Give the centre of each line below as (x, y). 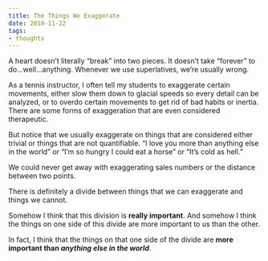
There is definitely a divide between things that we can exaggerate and (126, 192)
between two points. (42, 176)
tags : (17, 31)
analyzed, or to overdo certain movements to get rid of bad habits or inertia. (134, 102)
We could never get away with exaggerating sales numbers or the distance (132, 167)
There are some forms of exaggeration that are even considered (114, 111)
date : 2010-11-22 (37, 23)
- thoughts (26, 38)
